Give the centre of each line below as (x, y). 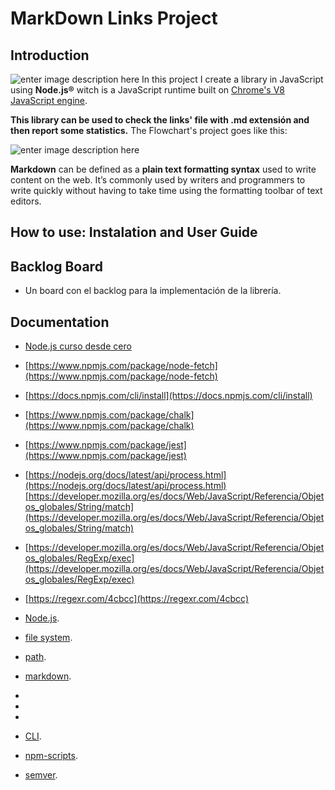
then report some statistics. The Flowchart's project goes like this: (149, 130)
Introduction (50, 55)
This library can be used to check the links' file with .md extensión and (160, 120)
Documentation (60, 322)
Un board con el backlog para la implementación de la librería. (153, 291)
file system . (48, 638)
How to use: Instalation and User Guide (134, 232)
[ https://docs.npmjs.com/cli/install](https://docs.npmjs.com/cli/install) (168, 396)
